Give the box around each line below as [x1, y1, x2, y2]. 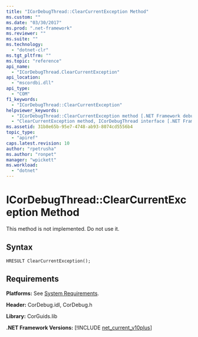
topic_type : [6, 129, 35, 136]
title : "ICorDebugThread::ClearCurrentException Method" [6, 8, 149, 15]
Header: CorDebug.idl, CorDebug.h [6, 301, 93, 308]
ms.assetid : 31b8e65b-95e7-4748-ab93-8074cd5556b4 [6, 124, 133, 130]
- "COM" [11, 91, 31, 97]
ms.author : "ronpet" [6, 151, 57, 157]
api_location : [6, 74, 41, 80]
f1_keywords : [6, 96, 38, 102]
